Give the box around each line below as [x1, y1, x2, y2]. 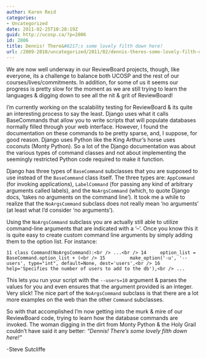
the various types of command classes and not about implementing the [6, 149, 186, 156]
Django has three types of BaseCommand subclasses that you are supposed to [6, 167, 198, 174]
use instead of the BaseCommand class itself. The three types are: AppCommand [6, 174, 195, 181]
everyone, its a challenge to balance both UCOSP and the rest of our [6, 72, 180, 80]
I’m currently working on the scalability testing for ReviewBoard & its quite [6, 103, 193, 111]
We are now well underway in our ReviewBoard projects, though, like [6, 65, 180, 73]
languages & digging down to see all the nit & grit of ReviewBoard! [6, 91, 173, 99]
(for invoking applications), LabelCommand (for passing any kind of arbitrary [6, 180, 193, 187]
